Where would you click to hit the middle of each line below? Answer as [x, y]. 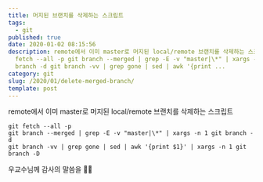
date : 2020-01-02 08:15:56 [52, 45]
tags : [17, 23]
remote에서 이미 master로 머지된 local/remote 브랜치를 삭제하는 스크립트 [121, 111]
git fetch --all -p [40, 126]
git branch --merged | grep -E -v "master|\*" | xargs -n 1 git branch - [131, 133]
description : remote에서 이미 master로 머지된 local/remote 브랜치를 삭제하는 [126, 52]
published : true [34, 37]
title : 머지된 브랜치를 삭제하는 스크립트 [66, 15]
